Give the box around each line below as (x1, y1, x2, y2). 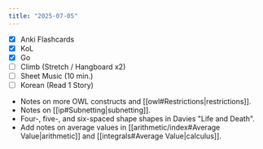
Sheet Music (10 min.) (20, 71, 94, 81)
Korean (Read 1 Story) (20, 80, 94, 90)
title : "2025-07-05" (8, 11, 79, 20)
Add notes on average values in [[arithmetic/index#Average (20, 123, 221, 132)
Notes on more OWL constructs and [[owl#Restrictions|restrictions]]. (20, 97, 252, 106)
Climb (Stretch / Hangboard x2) (20, 62, 126, 72)
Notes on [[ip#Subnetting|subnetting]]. (20, 105, 151, 115)
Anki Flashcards (20, 34, 75, 44)
